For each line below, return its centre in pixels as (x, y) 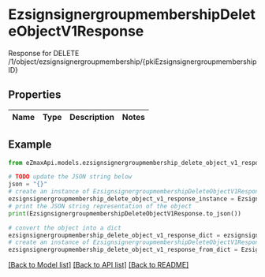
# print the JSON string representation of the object (100, 206)
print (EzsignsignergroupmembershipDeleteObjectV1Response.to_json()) (125, 213)
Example (30, 145)
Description (92, 117)
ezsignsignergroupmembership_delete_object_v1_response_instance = (121, 199)
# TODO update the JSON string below (70, 177)
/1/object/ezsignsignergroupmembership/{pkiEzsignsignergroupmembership (132, 62)
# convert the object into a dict (65, 228)
